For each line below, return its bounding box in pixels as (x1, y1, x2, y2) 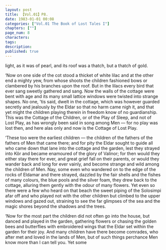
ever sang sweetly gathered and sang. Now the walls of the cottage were (5, 88, 155, 94)
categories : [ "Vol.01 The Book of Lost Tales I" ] (5, 21, 110, 26)
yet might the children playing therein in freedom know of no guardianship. (5, 109, 158, 115)
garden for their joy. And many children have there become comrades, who (5, 229, 159, 235)
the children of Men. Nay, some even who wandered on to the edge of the (5, 166, 156, 172)
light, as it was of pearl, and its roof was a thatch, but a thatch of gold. (5, 63, 148, 69)
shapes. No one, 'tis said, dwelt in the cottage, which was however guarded (5, 98, 160, 104)
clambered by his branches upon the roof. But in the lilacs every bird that (5, 83, 154, 88)
